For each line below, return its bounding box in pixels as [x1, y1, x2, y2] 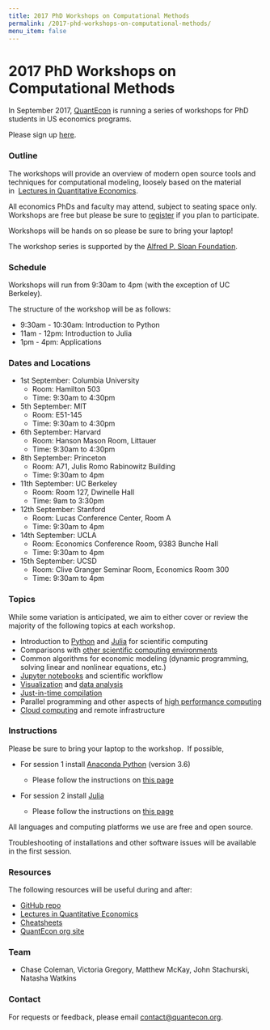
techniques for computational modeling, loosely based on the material [8, 177, 242, 187]
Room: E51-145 [32, 410, 82, 420]
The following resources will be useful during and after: [8, 885, 192, 895]
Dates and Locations [8, 357, 91, 368]
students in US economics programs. [8, 114, 132, 124]
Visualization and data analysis [19, 679, 124, 689]
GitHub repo [19, 901, 61, 910]
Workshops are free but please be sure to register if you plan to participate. [8, 210, 259, 219]
